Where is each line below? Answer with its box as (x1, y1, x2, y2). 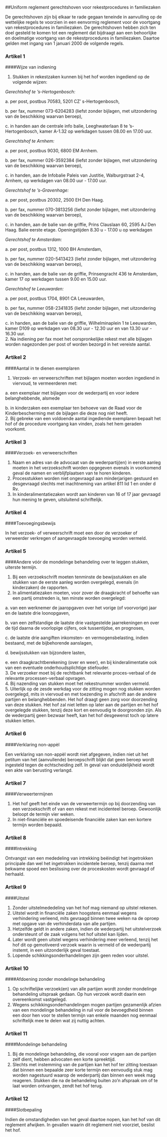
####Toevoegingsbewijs (5, 520, 56, 526)
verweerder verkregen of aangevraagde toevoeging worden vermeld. (5, 535, 147, 541)
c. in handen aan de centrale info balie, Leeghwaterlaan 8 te (5, 123, 128, 129)
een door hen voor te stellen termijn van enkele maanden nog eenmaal (12, 1012, 157, 1018)
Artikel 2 (5, 354, 26, 361)
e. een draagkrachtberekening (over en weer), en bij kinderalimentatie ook (5, 660, 158, 666)
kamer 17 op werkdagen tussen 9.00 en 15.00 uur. (5, 276, 107, 282)
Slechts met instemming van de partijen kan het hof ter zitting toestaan (12, 1062, 158, 1068)
